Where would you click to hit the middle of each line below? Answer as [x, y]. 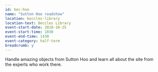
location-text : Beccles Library [38, 23]
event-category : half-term [33, 41]
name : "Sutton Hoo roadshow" [35, 14]
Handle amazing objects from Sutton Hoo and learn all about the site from [79, 59]
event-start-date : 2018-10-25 [36, 28]
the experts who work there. [34, 64]
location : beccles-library [33, 18]
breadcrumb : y [20, 45]
